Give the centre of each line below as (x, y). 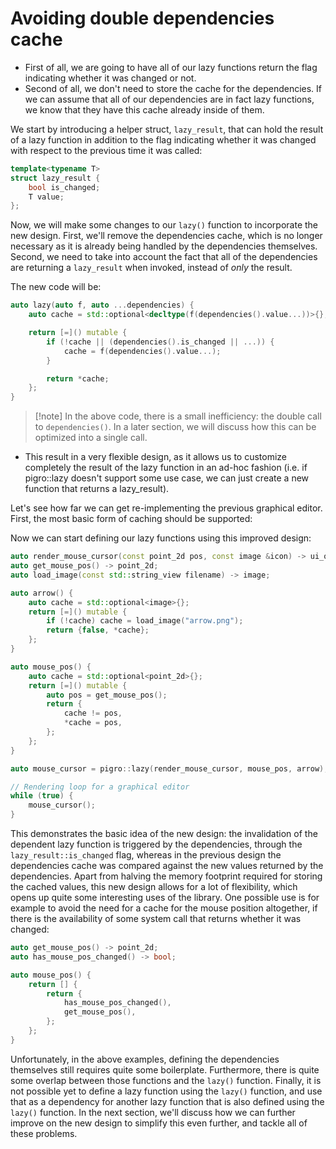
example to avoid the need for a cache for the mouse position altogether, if (164, 908)
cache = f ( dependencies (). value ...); (142, 351)
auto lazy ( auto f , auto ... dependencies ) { (102, 305)
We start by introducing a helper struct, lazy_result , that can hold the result (167, 129)
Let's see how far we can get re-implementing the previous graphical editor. (166, 508)
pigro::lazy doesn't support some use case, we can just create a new (167, 478)
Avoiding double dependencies (142, 18)
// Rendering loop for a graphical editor (100, 787)
